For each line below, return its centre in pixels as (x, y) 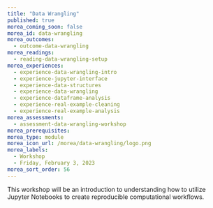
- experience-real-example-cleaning (67, 105)
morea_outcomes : (31, 40)
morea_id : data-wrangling (45, 33)
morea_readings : (31, 53)
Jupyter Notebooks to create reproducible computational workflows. (106, 197)
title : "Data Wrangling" (43, 14)
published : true (31, 20)
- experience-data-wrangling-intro (65, 72)
